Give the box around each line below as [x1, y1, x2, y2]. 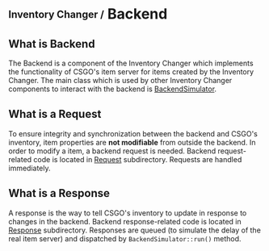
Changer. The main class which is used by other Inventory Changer [8, 76, 233, 85]
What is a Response [8, 186, 111, 200]
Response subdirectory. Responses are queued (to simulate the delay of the [8, 225, 261, 235]
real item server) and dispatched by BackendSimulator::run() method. [8, 233, 242, 243]
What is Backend [8, 37, 95, 51]
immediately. [8, 163, 51, 173]
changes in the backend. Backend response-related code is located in [8, 216, 242, 226]
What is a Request [8, 107, 102, 121]
